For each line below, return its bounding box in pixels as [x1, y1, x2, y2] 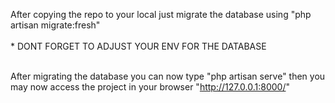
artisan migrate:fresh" [10, 19, 101, 31]
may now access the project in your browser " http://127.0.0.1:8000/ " [10, 81, 291, 93]
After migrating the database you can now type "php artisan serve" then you [10, 70, 326, 82]
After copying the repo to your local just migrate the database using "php [10, 9, 312, 20]
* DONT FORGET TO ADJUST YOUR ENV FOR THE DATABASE [10, 40, 267, 52]
